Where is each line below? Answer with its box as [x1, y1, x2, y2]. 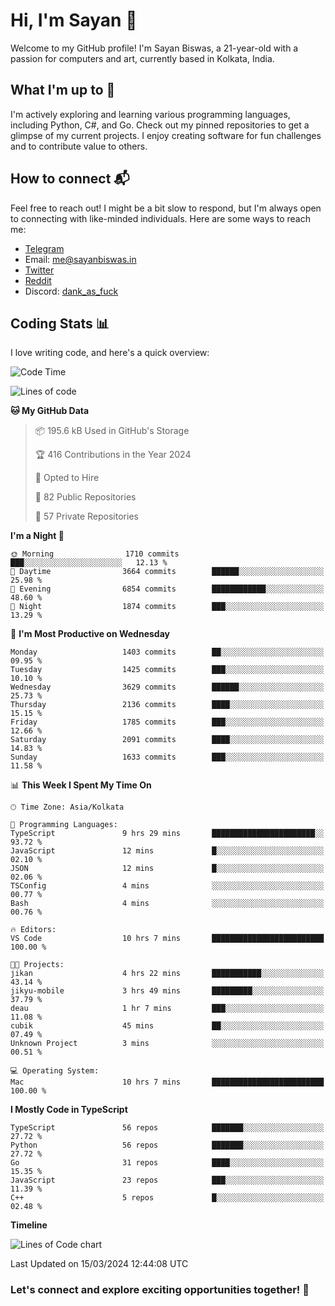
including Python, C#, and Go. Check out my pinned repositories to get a [10, 119, 310, 131]
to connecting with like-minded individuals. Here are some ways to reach [10, 212, 311, 224]
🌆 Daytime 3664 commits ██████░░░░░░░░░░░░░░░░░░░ [10, 567, 325, 577]
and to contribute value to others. [10, 140, 148, 152]
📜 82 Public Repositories [34, 491, 137, 503]
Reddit [24, 274, 52, 286]
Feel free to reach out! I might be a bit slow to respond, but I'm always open [10, 202, 322, 214]
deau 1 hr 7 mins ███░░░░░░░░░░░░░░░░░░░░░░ [10, 1004, 325, 1014]
